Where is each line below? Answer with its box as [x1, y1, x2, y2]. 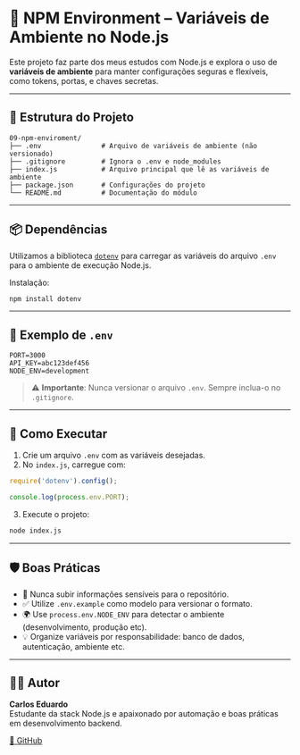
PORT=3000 [9, 351, 46, 360]
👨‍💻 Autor [9, 675, 61, 691]
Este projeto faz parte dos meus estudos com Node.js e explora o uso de [9, 56, 278, 67]
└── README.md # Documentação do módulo [9, 188, 198, 197]
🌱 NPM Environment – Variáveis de [9, 8, 270, 29]
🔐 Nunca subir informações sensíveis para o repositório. [21, 589, 229, 600]
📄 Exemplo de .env [9, 327, 113, 342]
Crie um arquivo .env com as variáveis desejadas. [21, 450, 205, 461]
